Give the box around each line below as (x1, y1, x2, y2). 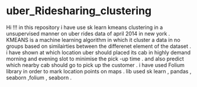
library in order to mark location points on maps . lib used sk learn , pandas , (6, 67, 192, 75)
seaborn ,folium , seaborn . (6, 74, 72, 81)
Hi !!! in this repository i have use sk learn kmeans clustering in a (6, 24, 163, 31)
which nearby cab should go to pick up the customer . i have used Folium (6, 61, 185, 69)
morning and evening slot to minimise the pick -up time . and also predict (6, 55, 185, 62)
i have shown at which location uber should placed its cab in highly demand (6, 49, 191, 56)
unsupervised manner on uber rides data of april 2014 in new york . (6, 30, 170, 37)
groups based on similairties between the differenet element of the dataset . (6, 43, 191, 50)
